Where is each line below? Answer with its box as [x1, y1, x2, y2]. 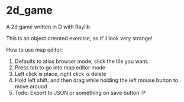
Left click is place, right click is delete [14, 70, 106, 77]
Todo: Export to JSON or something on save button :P [14, 89, 146, 96]
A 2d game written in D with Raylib [6, 23, 91, 30]
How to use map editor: [6, 46, 63, 53]
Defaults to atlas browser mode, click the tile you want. [14, 58, 149, 65]
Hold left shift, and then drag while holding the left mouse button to [14, 76, 179, 84]
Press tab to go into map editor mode [14, 63, 106, 71]
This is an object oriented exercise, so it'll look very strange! [6, 34, 153, 42]
